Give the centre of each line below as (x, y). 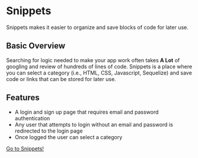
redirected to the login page (49, 131)
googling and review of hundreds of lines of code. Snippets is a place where (99, 66)
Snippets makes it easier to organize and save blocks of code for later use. (97, 27)
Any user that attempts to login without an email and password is (94, 124)
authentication (32, 118)
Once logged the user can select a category (68, 137)
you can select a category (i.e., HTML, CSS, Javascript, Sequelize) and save (99, 73)
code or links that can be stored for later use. (61, 79)
